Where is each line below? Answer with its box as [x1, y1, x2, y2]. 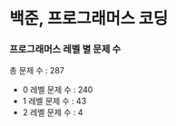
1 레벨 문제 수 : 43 [22, 96, 87, 107]
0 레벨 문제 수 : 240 [22, 84, 93, 95]
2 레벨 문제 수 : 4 [22, 107, 83, 118]
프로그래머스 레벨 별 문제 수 [9, 43, 122, 55]
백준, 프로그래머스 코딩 [9, 8, 169, 29]
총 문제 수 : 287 [9, 65, 65, 76]
